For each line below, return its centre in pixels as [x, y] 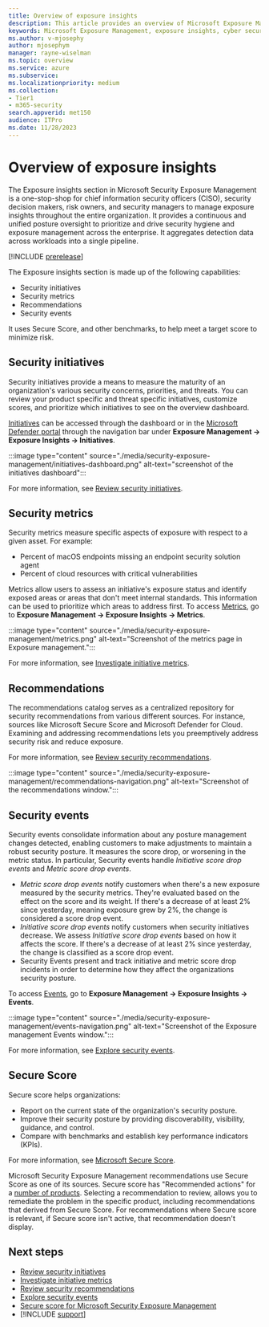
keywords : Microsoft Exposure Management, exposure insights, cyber [125, 31]
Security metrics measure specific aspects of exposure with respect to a [128, 533]
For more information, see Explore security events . [92, 1050]
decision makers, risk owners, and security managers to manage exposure [131, 206]
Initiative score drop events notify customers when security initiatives [134, 926]
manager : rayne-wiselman [50, 53]
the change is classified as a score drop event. [97, 952]
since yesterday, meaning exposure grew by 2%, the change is [124, 910]
